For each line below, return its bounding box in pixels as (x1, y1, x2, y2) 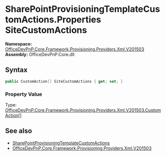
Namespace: (5, 41, 32, 47)
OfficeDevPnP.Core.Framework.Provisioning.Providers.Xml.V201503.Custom (5, 107, 161, 113)
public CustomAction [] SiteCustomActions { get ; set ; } (5, 79, 123, 84)
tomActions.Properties (5, 14, 102, 25)
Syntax (5, 66, 28, 74)
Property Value (5, 91, 43, 98)
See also (5, 127, 32, 135)
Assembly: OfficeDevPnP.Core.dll (5, 51, 75, 57)
